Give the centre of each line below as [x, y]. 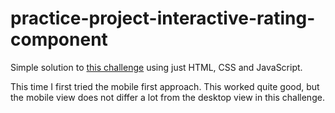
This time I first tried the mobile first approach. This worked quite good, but [165, 86]
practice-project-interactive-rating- [163, 18]
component [59, 39]
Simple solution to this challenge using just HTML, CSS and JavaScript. [156, 67]
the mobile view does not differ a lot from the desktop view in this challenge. [167, 97]
